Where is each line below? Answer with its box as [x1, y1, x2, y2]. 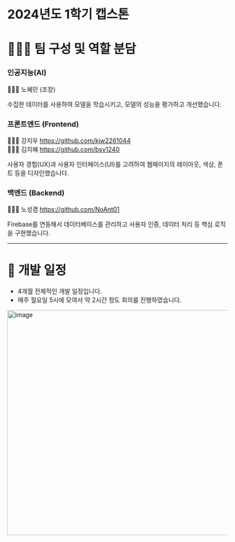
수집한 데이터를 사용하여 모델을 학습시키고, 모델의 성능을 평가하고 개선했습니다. [7, 99, 222, 109]
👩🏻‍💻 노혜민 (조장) [7, 85, 56, 93]
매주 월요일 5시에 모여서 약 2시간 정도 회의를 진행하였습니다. [17, 296, 182, 305]
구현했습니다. [14, 229, 51, 237]
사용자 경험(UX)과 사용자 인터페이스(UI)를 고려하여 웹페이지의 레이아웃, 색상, [7, 160, 216, 168]
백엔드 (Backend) [7, 188, 65, 197]
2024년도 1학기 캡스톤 [7, 6, 129, 22]
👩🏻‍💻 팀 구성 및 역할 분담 [7, 41, 136, 57]
